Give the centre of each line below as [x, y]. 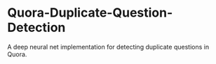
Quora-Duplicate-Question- [90, 13]
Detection [36, 27]
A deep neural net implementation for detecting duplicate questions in [108, 47]
